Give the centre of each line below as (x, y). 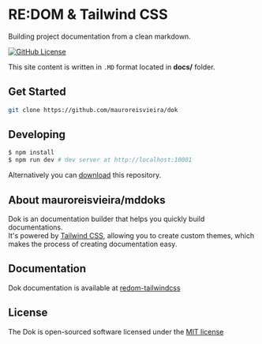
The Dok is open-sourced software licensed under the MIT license (116, 331)
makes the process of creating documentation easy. (93, 244)
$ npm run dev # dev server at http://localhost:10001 (100, 160)
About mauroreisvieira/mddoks (87, 200)
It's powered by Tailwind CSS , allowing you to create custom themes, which (131, 236)
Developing (37, 135)
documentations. (36, 227)
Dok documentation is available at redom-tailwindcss (94, 288)
